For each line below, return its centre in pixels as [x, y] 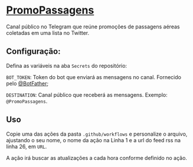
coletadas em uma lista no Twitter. [48, 32]
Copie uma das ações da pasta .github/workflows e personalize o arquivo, [97, 134]
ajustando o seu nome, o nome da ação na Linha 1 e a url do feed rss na [94, 140]
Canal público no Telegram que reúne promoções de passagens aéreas [93, 27]
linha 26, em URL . [27, 146]
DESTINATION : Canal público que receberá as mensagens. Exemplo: [87, 94]
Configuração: [33, 52]
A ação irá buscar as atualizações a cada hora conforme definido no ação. [97, 158]
